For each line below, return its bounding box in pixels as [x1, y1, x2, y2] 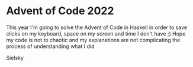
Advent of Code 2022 [6, 4, 114, 18]
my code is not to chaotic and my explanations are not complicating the [6, 36, 181, 43]
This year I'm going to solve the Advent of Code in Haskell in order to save [6, 24, 188, 31]
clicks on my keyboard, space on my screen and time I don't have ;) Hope [6, 30, 186, 37]
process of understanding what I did [6, 43, 95, 50]
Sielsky [6, 54, 24, 61]
